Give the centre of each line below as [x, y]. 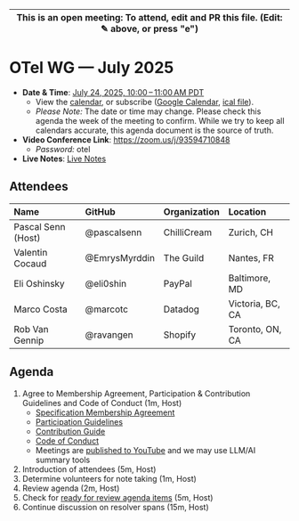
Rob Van [31, 329]
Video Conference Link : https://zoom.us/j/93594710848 [126, 139]
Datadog [182, 309]
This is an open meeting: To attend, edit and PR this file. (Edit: [149, 17]
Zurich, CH [251, 232]
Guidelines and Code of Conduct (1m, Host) [102, 403]
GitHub [100, 211]
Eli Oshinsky [39, 283]
